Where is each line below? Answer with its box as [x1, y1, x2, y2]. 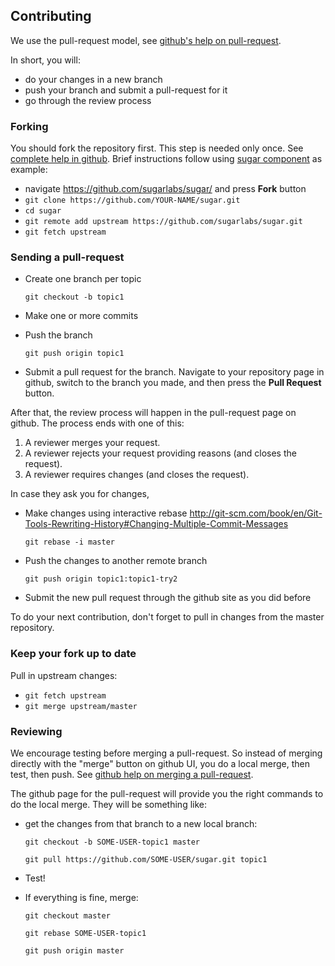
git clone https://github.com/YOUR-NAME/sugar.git [24, 195, 241, 206]
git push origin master [24, 946, 125, 956]
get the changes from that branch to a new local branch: [24, 818, 258, 829]
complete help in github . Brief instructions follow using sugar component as [10, 153, 323, 165]
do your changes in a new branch [24, 73, 163, 85]
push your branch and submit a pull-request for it [24, 84, 228, 96]
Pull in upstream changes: [10, 669, 118, 681]
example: [10, 164, 48, 176]
